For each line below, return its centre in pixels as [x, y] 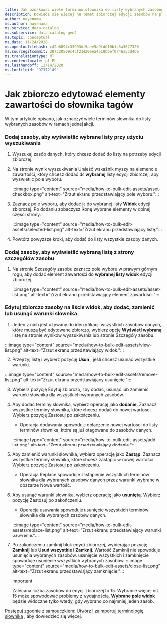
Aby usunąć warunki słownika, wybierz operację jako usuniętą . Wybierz [86, 495]
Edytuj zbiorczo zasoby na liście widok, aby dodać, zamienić [80, 307]
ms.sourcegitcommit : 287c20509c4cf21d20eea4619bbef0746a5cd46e [72, 51]
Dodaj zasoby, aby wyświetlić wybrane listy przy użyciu [74, 137]
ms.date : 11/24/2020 [27, 42]
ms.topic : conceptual [28, 38]
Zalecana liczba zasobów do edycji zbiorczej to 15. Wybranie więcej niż [85, 590]
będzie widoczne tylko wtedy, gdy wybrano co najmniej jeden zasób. [83, 601]
